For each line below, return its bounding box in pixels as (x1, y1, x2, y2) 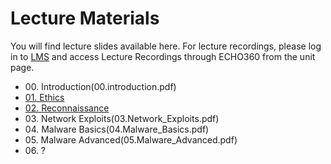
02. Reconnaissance (24, 102, 110, 114)
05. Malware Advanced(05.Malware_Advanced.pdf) (24, 133, 238, 146)
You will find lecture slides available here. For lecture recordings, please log (10, 40, 322, 52)
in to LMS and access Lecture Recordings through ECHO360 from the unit (10, 50, 316, 62)
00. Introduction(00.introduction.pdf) (24, 80, 177, 92)
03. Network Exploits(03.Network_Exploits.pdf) (24, 112, 220, 124)
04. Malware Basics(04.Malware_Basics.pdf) (24, 123, 210, 135)
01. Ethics (24, 91, 65, 103)
